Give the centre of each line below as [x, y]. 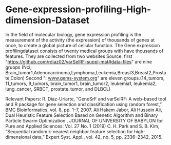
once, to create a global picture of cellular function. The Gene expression [83, 45]
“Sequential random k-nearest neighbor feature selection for [69, 131]
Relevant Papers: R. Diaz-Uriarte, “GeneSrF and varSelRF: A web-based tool [86, 99]
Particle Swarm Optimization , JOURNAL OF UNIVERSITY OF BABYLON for [84, 120]
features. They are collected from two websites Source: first [69, 56]
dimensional [18, 137]
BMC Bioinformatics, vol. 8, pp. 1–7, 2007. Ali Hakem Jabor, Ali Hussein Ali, [84, 110]
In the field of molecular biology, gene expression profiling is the [73, 34]
